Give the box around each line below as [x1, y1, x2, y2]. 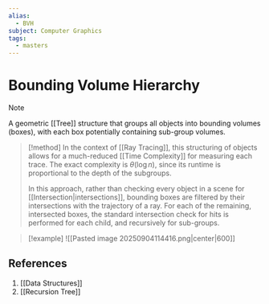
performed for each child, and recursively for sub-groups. [27, 218, 220, 228]
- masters [15, 42, 48, 50]
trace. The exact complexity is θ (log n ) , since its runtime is [27, 160, 221, 170]
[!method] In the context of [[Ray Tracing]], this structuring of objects [27, 142, 258, 153]
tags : [8, 34, 26, 43]
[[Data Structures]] [19, 278, 83, 288]
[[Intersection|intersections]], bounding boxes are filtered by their [27, 192, 246, 202]
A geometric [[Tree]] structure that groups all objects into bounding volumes [8, 118, 261, 129]
